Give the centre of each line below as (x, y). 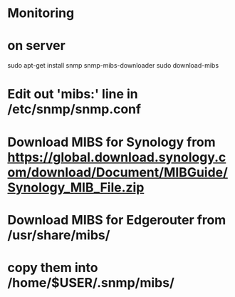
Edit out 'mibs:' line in (73, 94)
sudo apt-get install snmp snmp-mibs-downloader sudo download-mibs (113, 66)
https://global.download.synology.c (117, 157)
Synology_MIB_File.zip (76, 187)
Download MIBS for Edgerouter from (117, 220)
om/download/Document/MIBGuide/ (117, 172)
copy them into (53, 267)
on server (36, 46)
